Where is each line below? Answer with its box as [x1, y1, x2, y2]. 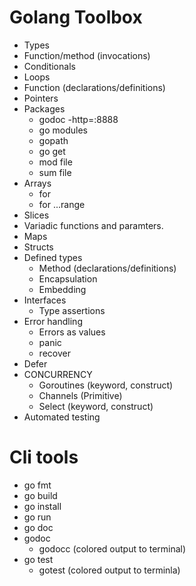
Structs [23, 241, 54, 253]
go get [38, 145, 66, 157]
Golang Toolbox [9, 6, 143, 29]
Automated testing [23, 411, 101, 423]
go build [23, 489, 58, 501]
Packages [23, 102, 66, 115]
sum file [38, 166, 72, 178]
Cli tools [9, 446, 79, 469]
